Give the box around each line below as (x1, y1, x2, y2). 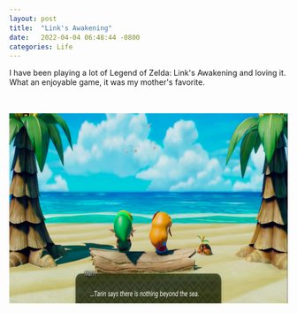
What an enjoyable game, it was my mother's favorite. (9, 77, 205, 88)
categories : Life (9, 42, 73, 51)
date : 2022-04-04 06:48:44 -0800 (9, 33, 141, 42)
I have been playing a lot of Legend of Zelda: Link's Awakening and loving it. (9, 67, 286, 79)
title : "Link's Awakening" (9, 23, 113, 33)
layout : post (9, 14, 57, 23)
